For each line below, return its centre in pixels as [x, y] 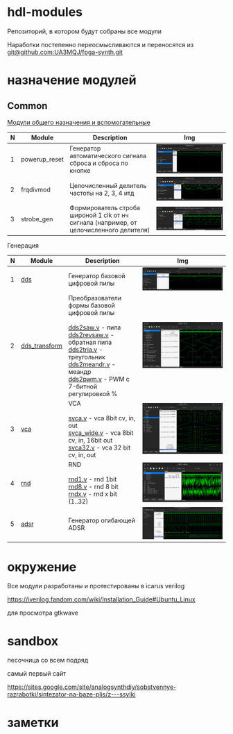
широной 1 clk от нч [100, 215]
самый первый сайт [37, 674]
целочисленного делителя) [110, 230]
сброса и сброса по [99, 163]
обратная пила [90, 342]
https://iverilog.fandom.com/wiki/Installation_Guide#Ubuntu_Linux [101, 599]
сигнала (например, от [103, 223]
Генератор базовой [97, 275]
